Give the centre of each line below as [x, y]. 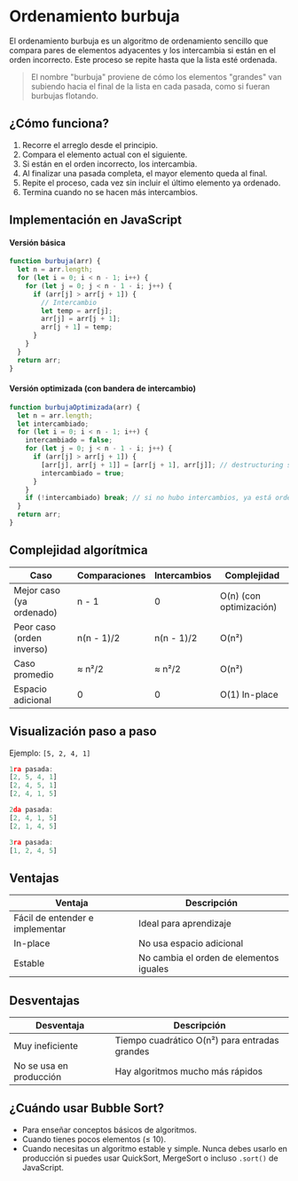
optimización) [249, 606]
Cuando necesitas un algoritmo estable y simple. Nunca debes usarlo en [155, 1148]
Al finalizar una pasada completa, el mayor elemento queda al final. [145, 173]
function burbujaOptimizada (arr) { [75, 407]
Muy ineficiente [46, 1046]
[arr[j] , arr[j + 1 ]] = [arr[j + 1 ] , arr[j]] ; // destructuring [162, 465]
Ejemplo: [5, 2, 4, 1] [50, 753]
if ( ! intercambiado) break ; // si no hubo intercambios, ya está [149, 498]
